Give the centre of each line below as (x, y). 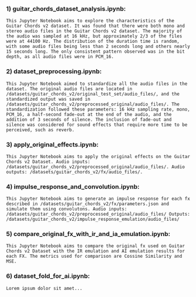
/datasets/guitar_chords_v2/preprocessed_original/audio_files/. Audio (95, 167)
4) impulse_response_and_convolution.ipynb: (73, 186)
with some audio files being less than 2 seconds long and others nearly (98, 47)
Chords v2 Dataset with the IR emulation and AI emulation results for (95, 251)
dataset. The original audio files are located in (69, 89)
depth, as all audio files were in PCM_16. (60, 57)
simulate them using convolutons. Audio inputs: (67, 209)
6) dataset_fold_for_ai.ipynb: (48, 276)
